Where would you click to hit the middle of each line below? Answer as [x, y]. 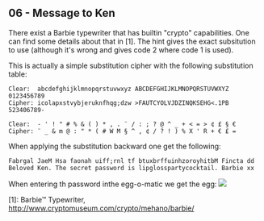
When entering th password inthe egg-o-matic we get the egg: [113, 184]
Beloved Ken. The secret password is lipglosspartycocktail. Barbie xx [131, 168]
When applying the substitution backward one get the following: [115, 146]
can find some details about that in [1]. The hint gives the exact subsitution [132, 41]
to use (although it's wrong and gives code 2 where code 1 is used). [121, 50]
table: [18, 74]
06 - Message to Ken [62, 13]
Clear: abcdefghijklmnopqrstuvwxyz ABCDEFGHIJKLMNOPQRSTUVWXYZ [119, 89]
